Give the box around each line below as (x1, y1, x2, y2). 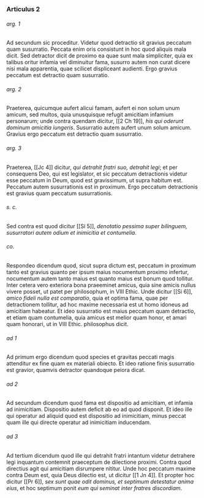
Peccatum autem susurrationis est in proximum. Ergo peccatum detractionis (6, 183, 198, 190)
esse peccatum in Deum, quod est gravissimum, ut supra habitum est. (6, 176, 183, 184)
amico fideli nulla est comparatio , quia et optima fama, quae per (6, 294, 168, 302)
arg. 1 (6, 20, 20, 28)
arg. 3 (6, 144, 21, 152)
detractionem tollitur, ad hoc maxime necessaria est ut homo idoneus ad (6, 300, 189, 308)
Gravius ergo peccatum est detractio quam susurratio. (6, 130, 143, 138)
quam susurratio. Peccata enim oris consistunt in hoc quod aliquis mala (6, 45, 187, 53)
